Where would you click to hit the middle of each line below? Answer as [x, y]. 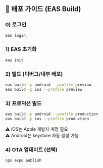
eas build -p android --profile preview [48, 85]
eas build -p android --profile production [52, 114]
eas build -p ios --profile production [47, 119]
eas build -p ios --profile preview [44, 89]
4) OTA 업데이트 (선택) [32, 149]
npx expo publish [23, 160]
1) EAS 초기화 [21, 49]
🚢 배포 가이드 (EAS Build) [43, 9]
